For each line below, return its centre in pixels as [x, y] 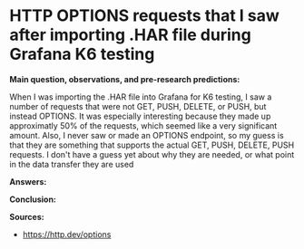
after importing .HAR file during [130, 35]
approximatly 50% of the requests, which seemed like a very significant [143, 125]
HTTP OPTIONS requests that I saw [144, 16]
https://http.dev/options [67, 234]
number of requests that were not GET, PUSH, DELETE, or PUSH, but [138, 106]
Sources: [27, 216]
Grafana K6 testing [82, 54]
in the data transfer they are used [72, 164]
